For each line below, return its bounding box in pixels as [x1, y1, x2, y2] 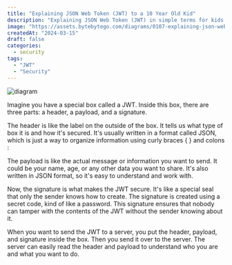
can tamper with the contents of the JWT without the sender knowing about [7, 207, 223, 215]
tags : [7, 55, 23, 62]
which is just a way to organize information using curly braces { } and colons [7, 136, 225, 144]
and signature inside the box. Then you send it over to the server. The [7, 235, 206, 243]
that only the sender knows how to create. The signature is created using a [7, 192, 220, 201]
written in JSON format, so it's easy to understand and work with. [7, 171, 193, 180]
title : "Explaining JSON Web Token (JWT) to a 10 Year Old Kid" [7, 10, 196, 17]
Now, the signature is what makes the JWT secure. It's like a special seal [7, 185, 214, 193]
